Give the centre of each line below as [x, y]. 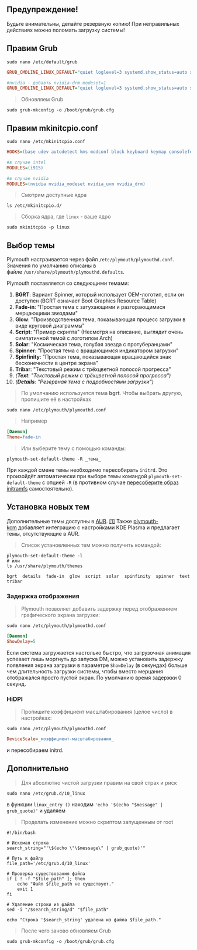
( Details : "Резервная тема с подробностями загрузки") [84, 382]
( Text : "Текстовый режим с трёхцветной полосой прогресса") [93, 376]
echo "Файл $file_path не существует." [66, 884]
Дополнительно [38, 769]
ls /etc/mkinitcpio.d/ [34, 206]
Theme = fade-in [24, 437]
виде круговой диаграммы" [50, 326]
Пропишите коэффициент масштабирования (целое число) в [97, 712]
